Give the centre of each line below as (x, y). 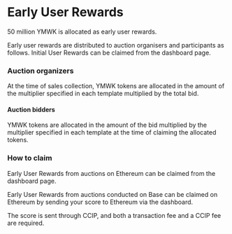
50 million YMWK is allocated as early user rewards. (82, 32)
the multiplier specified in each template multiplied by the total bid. (103, 94)
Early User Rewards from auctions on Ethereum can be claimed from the (111, 173)
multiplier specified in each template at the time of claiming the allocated (112, 132)
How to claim (30, 158)
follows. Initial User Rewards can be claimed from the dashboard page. (109, 53)
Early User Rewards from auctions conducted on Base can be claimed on (113, 194)
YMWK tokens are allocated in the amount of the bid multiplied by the (107, 125)
